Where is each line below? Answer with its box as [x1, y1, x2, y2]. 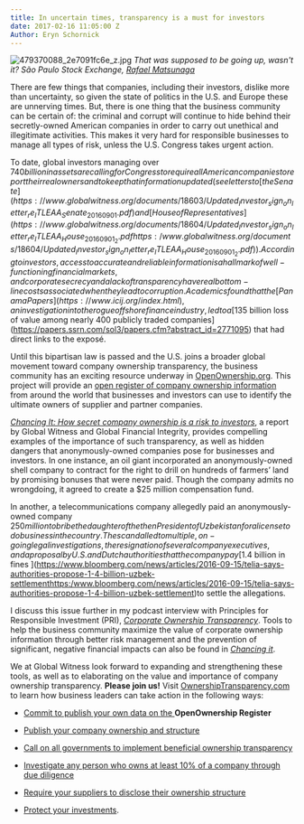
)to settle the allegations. [193, 588, 287, 599]
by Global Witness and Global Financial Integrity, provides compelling [10, 426, 269, 437]
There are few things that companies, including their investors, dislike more [10, 82, 290, 93]
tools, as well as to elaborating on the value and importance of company [10, 670, 279, 682]
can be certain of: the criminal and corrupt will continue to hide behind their [10, 110, 291, 122]
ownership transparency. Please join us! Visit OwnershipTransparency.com [10, 680, 290, 691]
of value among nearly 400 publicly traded [10, 314, 170, 325]
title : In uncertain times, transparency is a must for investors [10, 13, 265, 23]
